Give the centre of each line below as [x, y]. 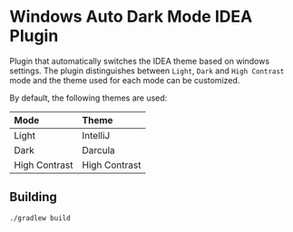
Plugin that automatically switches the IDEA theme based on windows [140, 61]
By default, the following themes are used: [88, 98]
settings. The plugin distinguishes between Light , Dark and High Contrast [147, 71]
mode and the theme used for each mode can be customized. [125, 80]
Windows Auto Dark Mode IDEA [131, 17]
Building [33, 197]
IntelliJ [96, 135]
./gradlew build [40, 218]
